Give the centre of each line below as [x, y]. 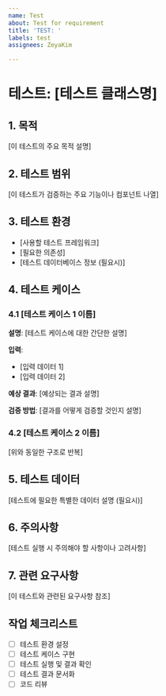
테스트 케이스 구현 [47, 654]
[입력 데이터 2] [42, 377]
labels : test [30, 38]
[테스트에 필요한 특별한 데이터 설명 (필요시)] [75, 500]
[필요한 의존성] [42, 252]
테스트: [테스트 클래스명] [83, 94]
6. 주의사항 [34, 527]
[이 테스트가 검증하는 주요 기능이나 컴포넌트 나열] [84, 194]
